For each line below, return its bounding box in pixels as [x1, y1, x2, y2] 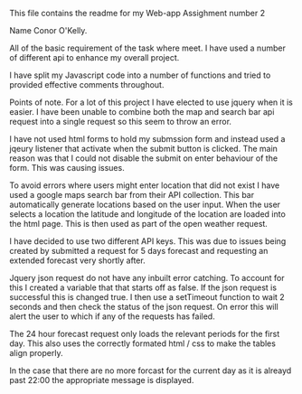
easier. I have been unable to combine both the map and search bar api [9, 107, 275, 117]
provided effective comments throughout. [9, 80, 165, 89]
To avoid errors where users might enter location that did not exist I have [9, 180, 280, 191]
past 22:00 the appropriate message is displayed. [9, 375, 194, 385]
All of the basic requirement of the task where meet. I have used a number [9, 42, 287, 53]
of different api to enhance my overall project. [9, 52, 180, 62]
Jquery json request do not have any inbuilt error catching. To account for [9, 273, 285, 283]
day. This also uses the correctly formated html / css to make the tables [9, 338, 276, 349]
